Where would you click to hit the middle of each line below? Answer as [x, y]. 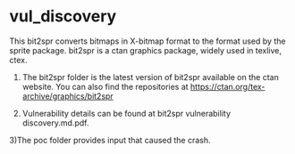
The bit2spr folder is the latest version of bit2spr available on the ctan [150, 77]
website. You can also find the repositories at [105, 86]
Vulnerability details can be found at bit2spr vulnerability [126, 113]
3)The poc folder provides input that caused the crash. [110, 140]
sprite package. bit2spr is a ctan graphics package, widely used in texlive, [146, 50]
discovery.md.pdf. [55, 123]
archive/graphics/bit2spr [67, 96]
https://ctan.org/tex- [228, 86]
